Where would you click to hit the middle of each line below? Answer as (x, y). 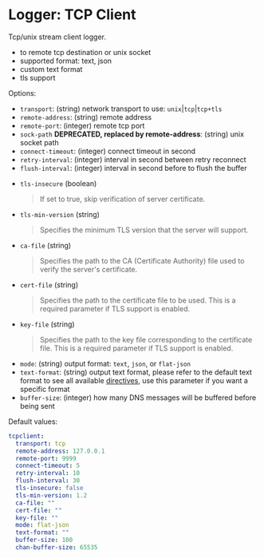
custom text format (51, 69)
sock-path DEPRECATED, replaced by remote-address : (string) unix (132, 134)
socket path (39, 142)
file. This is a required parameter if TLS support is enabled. (136, 348)
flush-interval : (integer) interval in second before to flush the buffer (133, 168)
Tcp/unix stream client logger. (57, 37)
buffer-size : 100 (44, 540)
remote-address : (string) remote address (86, 117)
